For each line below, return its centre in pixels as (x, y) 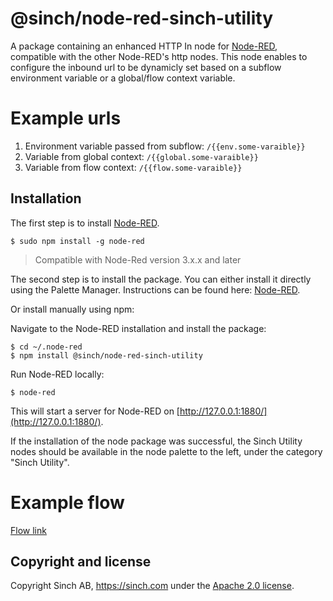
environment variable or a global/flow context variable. (123, 78)
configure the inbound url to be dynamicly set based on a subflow (146, 67)
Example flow (67, 502)
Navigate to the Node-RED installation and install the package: (138, 328)
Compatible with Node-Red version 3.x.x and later (138, 259)
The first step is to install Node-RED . (85, 223)
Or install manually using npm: (72, 309)
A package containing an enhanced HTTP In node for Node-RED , (144, 46)
